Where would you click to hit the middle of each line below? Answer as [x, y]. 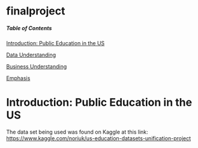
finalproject [36, 11]
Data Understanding [31, 55]
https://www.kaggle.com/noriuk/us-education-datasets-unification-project [99, 138]
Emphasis [18, 78]
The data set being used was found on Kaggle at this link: [77, 132]
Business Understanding [37, 67]
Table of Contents [29, 28]
